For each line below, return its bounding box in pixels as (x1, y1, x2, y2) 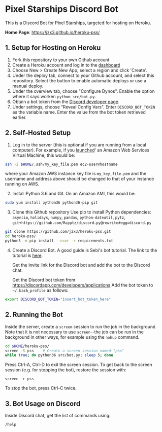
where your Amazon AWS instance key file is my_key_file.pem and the (5, 171, 147, 177)
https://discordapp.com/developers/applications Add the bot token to (12, 282, 154, 288)
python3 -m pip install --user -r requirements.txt (5, 238, 113, 244)
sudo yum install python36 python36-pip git (5, 200, 98, 205)
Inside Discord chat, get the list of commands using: (5, 413, 111, 419)
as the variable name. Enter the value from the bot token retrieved (12, 109, 146, 115)
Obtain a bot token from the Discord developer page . (12, 99, 120, 105)
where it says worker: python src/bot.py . (12, 93, 96, 99)
